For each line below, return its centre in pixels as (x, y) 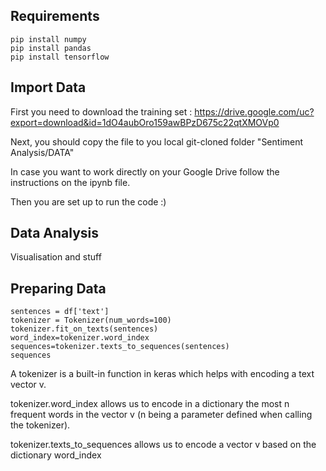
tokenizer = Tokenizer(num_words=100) (91, 320)
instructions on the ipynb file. (70, 182)
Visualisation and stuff (56, 257)
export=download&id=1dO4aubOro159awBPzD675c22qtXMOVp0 (145, 122)
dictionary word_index (56, 455)
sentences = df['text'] (60, 312)
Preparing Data (58, 288)
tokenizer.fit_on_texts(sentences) (84, 329)
